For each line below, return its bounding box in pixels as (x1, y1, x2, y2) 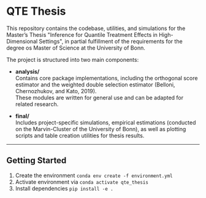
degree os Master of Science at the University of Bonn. (6, 44, 145, 51)
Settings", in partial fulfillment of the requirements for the (39, 37, 183, 45)
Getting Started (6, 155, 67, 166)
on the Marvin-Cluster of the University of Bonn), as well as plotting (15, 125, 186, 132)
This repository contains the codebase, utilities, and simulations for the (6, 25, 186, 32)
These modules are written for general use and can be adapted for (15, 94, 184, 101)
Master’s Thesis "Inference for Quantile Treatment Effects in (6, 31, 158, 38)
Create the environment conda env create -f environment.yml (15, 172, 173, 179)
